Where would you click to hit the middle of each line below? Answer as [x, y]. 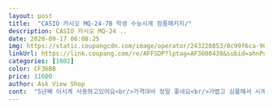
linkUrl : [23, 54]
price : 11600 [30, 76]
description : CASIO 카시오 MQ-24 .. [68, 31]
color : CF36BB [32, 69]
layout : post [30, 16]
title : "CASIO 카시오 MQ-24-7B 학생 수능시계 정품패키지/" [100, 24]
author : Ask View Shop [47, 84]
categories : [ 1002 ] [41, 62]
